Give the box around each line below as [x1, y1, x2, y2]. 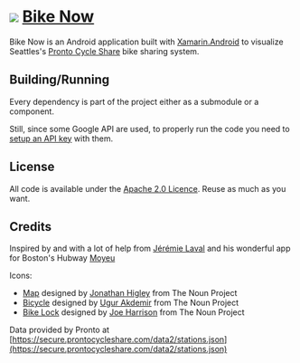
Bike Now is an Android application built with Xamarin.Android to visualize [9, 36, 284, 47]
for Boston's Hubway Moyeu [9, 253, 116, 263]
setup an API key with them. [9, 133, 114, 144]
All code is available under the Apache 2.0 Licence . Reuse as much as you [9, 183, 286, 194]
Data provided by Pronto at [9, 324, 110, 336]
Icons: [9, 270, 33, 282]
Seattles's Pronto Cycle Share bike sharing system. [9, 45, 200, 56]
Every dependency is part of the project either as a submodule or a [9, 96, 259, 107]
